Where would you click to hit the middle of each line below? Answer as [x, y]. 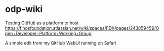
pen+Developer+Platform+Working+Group [48, 33]
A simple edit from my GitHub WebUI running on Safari [61, 43]
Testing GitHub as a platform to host [42, 23]
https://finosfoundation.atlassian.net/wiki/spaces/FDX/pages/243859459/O [82, 28]
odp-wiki [24, 9]
